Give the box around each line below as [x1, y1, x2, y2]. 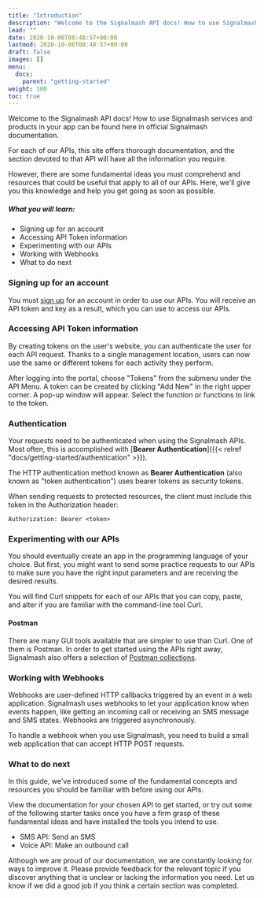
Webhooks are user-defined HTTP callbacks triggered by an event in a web [8, 690, 253, 699]
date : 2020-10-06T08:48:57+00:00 [8, 33, 118, 42]
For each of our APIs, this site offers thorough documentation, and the [8, 146, 235, 155]
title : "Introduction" [8, 11, 82, 20]
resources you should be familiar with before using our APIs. [8, 785, 204, 795]
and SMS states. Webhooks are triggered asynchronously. [8, 715, 196, 725]
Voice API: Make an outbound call [19, 840, 130, 850]
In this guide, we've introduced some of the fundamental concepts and [8, 777, 237, 786]
